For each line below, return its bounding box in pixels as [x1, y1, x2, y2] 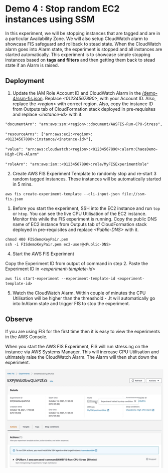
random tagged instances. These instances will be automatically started [12, 176, 161, 182]
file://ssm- [122, 191, 147, 196]
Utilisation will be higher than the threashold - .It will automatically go [12, 295, 155, 301]
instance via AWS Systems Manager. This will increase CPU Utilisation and [5, 349, 159, 355]
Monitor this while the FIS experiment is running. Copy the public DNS [12, 216, 157, 222]
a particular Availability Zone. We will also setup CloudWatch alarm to [5, 36, 148, 42]
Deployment [5, 77, 45, 85]
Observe [5, 315, 33, 324]
